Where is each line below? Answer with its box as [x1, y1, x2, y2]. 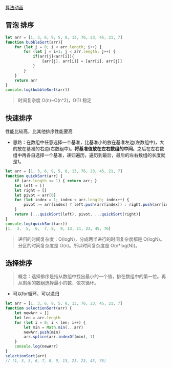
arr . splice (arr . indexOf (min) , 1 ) [24, 334, 95, 340]
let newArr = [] [14, 311, 50, 316]
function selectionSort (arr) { [5, 306, 72, 311]
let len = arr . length [14, 315, 60, 320]
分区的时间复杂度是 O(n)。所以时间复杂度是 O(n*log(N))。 [17, 242, 140, 248]
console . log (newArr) [14, 344, 58, 349]
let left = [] [14, 183, 45, 188]
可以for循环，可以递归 [12, 290, 60, 297]
